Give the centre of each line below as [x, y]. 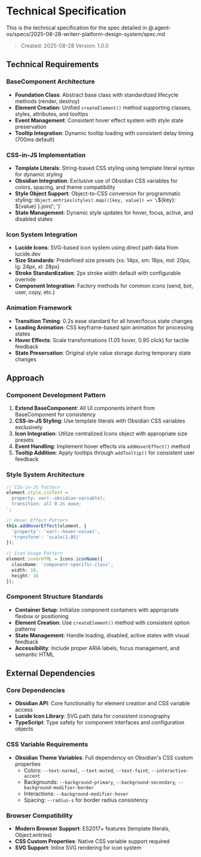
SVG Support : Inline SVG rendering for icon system [78, 848]
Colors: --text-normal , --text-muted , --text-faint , [87, 770]
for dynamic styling [39, 174]
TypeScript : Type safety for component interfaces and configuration [100, 723]
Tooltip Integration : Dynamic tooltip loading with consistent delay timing [104, 133]
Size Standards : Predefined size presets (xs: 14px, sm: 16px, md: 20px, [103, 260]
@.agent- [160, 28]
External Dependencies [51, 673]
